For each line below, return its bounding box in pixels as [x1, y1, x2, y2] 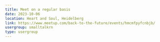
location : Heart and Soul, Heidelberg [5, 16, 84, 21]
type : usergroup [5, 29, 38, 34]
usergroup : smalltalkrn [5, 25, 53, 30]
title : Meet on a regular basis [5, 7, 71, 12]
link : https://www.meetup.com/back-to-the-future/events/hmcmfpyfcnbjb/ [5, 20, 156, 26]
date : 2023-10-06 [5, 12, 40, 16]
